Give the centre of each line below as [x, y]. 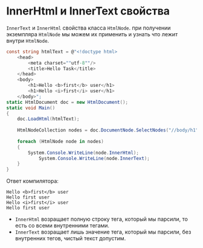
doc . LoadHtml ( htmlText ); [48, 119]
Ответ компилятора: [33, 181]
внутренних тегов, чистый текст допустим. [70, 238]
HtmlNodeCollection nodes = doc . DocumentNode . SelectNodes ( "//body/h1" [108, 130]
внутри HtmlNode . [28, 40]
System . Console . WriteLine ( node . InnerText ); [94, 158]
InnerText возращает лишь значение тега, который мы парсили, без [103, 232]
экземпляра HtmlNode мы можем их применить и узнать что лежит [92, 34]
